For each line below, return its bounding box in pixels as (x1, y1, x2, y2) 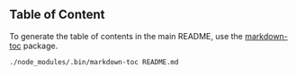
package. (22, 40, 58, 51)
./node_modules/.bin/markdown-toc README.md (9, 57, 179, 66)
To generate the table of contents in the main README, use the (9, 30, 243, 41)
